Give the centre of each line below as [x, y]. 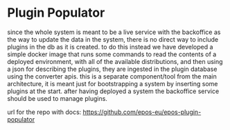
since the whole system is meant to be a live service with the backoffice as [114, 32]
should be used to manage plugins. [57, 98]
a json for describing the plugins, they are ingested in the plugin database [112, 69]
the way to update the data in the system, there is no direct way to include [113, 39]
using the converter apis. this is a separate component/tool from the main [112, 76]
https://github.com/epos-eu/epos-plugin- [142, 112]
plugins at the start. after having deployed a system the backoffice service [113, 91]
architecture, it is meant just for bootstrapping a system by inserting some [113, 83]
